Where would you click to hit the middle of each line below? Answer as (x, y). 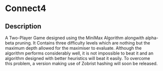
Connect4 (26, 8)
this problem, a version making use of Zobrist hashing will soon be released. (81, 64)
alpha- (152, 38)
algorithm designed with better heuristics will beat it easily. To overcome (78, 58)
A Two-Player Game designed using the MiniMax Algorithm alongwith (75, 38)
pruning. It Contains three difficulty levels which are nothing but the (83, 43)
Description (23, 26)
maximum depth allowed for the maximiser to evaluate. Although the (73, 48)
